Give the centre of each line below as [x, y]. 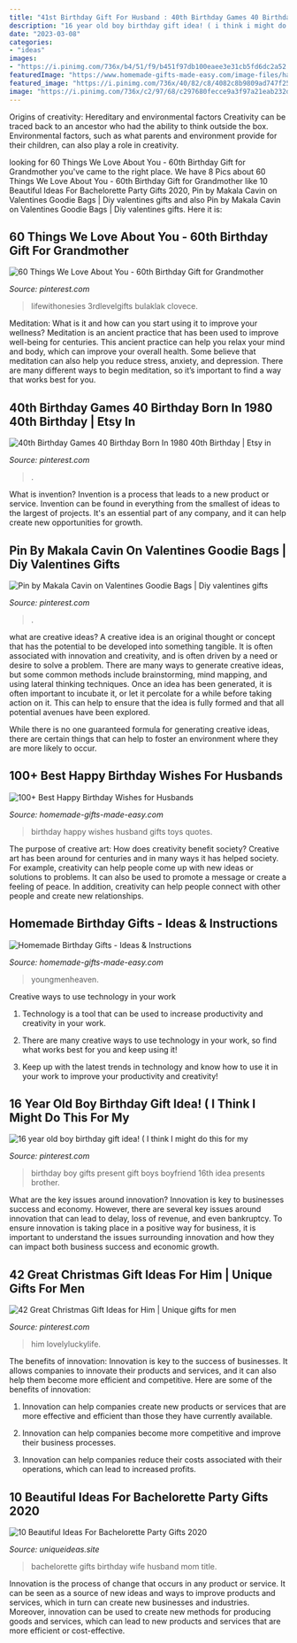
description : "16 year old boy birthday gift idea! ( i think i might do [148, 26]
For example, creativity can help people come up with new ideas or [131, 868]
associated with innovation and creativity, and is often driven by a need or [144, 655]
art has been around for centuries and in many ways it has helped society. [144, 858]
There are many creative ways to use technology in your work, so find [149, 1040]
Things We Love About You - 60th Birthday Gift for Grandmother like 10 [138, 181]
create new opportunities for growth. [76, 522]
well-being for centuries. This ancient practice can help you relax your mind [147, 343]
